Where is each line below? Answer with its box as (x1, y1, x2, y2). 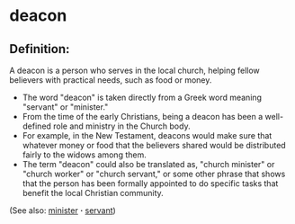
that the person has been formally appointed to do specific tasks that (22, 178, 279, 189)
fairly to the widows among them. (22, 149, 147, 160)
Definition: (9, 41, 70, 57)
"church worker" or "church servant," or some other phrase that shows (22, 168, 286, 179)
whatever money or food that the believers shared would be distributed (22, 140, 286, 150)
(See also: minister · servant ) (9, 205, 117, 216)
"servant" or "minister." (22, 102, 109, 112)
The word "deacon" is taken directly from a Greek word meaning (22, 92, 263, 103)
